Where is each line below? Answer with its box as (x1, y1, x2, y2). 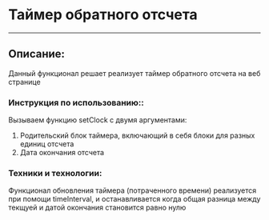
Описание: (8, 47, 66, 61)
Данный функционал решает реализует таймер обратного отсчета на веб (8, 68, 261, 78)
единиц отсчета (19, 139, 74, 149)
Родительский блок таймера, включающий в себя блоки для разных (19, 130, 255, 141)
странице (8, 77, 42, 86)
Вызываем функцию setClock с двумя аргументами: (8, 115, 187, 125)
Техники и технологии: (8, 167, 102, 178)
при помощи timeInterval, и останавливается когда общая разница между (8, 194, 261, 204)
